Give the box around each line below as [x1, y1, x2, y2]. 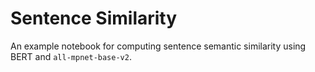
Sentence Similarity [10, 7, 178, 30]
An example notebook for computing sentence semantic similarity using [10, 40, 307, 52]
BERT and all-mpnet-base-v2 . [10, 50, 132, 62]
